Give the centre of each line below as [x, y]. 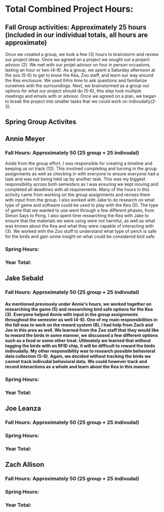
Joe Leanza [23, 409]
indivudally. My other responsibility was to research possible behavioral [80, 351]
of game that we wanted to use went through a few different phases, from [80, 210]
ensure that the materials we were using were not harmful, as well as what [80, 221]
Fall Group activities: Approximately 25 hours [76, 27]
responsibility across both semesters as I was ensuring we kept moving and [82, 184]
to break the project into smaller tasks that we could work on [66, 101]
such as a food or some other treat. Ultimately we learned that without [78, 341]
